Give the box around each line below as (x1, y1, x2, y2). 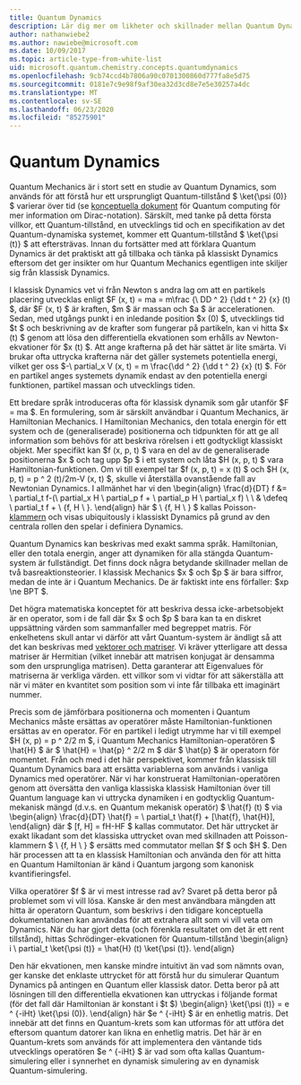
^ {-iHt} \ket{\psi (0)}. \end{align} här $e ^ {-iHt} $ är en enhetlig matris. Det (9, 1008, 288, 1019)
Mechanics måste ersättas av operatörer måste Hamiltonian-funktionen (9, 716, 273, 727)
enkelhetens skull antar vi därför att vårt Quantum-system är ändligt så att (9, 632, 282, 643)
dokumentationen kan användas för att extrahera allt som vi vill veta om (9, 915, 273, 925)
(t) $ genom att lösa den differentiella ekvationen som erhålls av (9, 333, 245, 343)
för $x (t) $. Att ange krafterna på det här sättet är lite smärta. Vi (50, 342, 287, 352)
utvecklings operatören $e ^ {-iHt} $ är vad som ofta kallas (9, 1046, 226, 1057)
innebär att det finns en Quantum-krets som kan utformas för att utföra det (9, 1018, 284, 1029)
